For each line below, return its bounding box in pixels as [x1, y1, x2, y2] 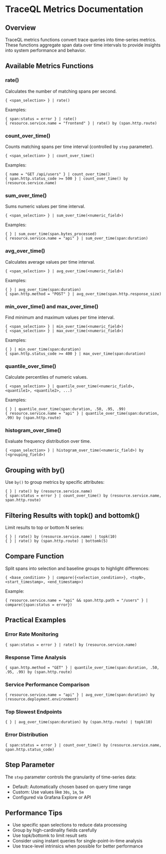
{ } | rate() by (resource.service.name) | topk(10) [5, 534, 117, 539]
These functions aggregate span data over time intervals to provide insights [5, 42, 161, 48]
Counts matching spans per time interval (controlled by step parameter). [5, 144, 154, 150]
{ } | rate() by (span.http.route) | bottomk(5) [5, 539, 108, 544]
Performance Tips [5, 808, 63, 817]
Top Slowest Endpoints [5, 708, 62, 715]
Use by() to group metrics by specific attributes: [5, 479, 105, 485]
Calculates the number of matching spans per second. [5, 88, 117, 94]
